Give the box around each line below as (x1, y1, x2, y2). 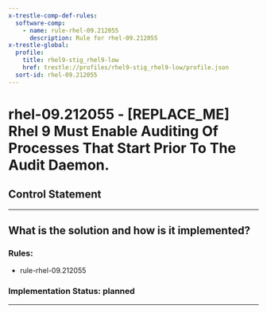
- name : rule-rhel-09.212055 (22, 26, 119, 34)
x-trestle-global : (8, 41, 69, 49)
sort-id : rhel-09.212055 (15, 71, 98, 79)
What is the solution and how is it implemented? (8, 224, 250, 237)
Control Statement (8, 188, 102, 201)
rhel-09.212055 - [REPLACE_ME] (8, 105, 230, 123)
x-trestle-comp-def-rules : (8, 11, 98, 20)
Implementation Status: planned (8, 286, 135, 297)
